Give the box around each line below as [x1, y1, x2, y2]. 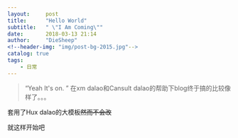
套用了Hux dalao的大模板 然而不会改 [7, 107, 112, 116]
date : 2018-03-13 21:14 [7, 30, 97, 38]
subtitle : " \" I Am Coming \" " [7, 23, 103, 31]
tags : [7, 57, 23, 64]
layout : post [7, 10, 59, 18]
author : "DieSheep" [7, 37, 78, 44]
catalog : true [7, 51, 50, 58]
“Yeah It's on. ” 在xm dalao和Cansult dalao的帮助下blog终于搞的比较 [24, 83, 225, 92]
